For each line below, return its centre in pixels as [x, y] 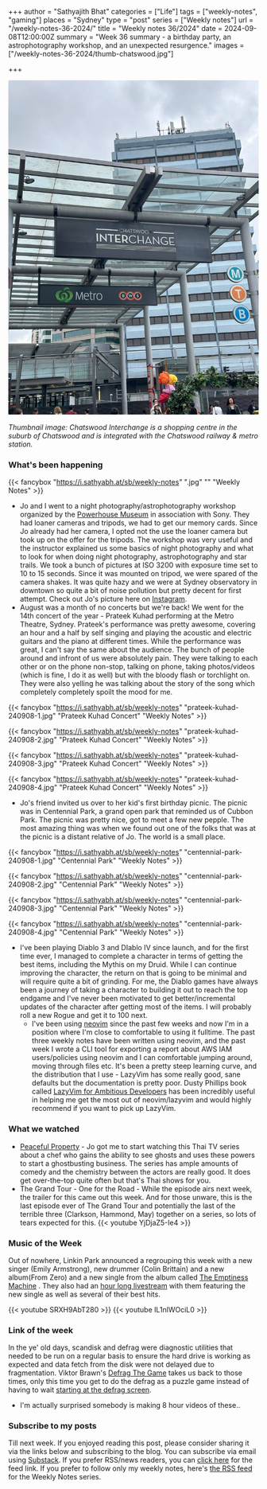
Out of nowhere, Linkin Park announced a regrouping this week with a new [130, 1260]
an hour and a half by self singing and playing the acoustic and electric [135, 633]
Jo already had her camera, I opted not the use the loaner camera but [133, 532]
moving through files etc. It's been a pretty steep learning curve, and [144, 1066]
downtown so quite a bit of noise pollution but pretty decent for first [131, 591]
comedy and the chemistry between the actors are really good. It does [135, 1171]
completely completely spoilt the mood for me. [96, 692]
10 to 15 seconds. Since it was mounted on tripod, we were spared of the [139, 574]
